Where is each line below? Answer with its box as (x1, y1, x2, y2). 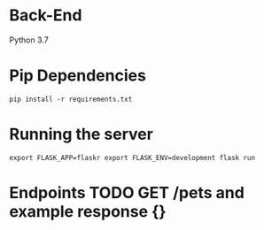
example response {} (9, 202, 167, 221)
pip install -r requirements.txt (9, 95, 133, 103)
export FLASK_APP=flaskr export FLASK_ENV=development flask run (9, 153, 255, 162)
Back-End (9, 5, 82, 26)
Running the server (9, 125, 153, 144)
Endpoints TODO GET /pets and (9, 183, 245, 203)
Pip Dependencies (9, 65, 146, 86)
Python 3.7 (9, 34, 49, 45)
